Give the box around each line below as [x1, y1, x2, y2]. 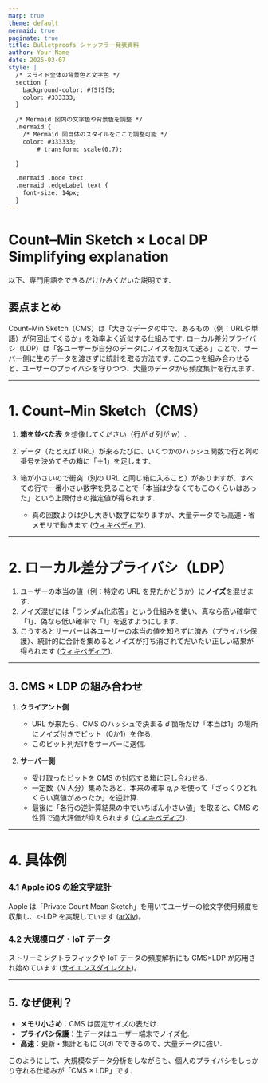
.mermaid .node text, [15, 174, 88, 182]
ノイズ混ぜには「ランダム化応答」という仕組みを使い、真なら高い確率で [19, 607, 258, 616]
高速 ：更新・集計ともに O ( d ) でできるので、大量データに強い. [19, 1038, 223, 1048]
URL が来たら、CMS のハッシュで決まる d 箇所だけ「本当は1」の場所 [31, 719, 258, 729]
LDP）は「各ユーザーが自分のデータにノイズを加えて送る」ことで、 [22, 343, 245, 353]
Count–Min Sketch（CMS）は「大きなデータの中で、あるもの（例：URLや [8, 323, 251, 333]
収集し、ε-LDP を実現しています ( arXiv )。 [8, 911, 146, 921]
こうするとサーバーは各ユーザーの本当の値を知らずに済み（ [19, 626, 216, 636]
